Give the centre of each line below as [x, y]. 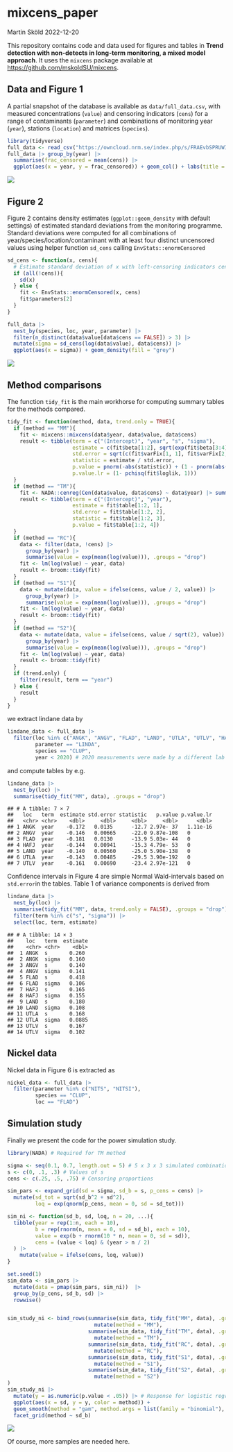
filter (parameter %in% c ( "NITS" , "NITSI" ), [77, 1089]
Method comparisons [54, 385]
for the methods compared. [46, 409]
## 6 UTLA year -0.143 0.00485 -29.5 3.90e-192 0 [99, 858]
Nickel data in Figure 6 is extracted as [61, 1070]
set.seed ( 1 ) [24, 1274]
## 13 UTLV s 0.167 [46, 1026]
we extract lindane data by [45, 719]
